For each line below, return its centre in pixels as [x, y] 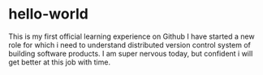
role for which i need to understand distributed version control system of [130, 44]
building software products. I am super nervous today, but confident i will [131, 53]
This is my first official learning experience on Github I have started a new [131, 36]
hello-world [49, 14]
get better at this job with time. [60, 62]
